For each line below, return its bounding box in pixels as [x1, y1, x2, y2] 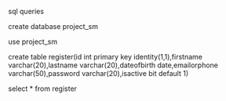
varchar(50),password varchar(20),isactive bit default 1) [8, 69, 189, 78]
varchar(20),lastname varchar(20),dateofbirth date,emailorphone [8, 60, 218, 70]
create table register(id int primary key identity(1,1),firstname [8, 52, 202, 61]
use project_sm [8, 37, 57, 46]
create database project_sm [8, 22, 98, 31]
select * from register [8, 84, 77, 93]
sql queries [8, 7, 45, 16]
